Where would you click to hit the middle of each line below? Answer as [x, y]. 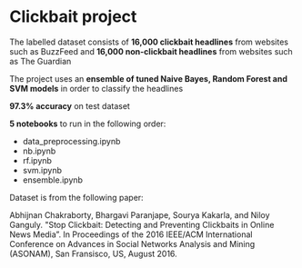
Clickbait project [73, 17]
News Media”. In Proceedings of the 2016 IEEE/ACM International [131, 234]
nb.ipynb [39, 151]
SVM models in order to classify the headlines [96, 88]
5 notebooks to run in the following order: [88, 124]
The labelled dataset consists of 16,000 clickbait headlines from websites [149, 42]
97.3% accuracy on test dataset [70, 105]
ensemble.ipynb [53, 180]
